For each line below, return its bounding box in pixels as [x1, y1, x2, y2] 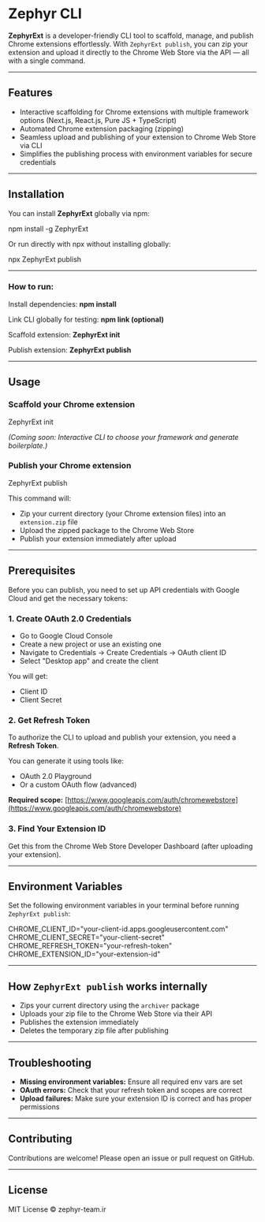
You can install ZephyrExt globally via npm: [8, 208, 150, 218]
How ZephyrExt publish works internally [8, 979, 207, 993]
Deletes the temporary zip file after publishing [19, 1026, 169, 1035]
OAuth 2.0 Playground [19, 772, 92, 781]
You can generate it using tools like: [8, 756, 125, 766]
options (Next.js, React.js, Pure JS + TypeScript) [19, 115, 177, 125]
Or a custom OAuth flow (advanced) [19, 780, 137, 789]
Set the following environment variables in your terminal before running [8, 900, 240, 911]
